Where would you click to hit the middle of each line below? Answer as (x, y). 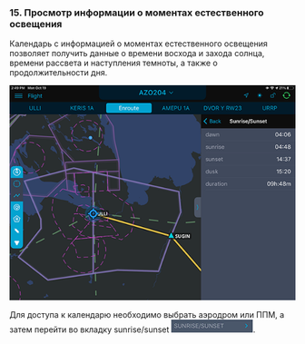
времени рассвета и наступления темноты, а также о (113, 63)
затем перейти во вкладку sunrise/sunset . (133, 329)
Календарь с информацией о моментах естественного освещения (138, 44)
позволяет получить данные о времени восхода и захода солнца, (137, 54)
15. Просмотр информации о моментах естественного (137, 13)
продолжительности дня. (59, 73)
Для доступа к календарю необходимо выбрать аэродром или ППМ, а (147, 314)
